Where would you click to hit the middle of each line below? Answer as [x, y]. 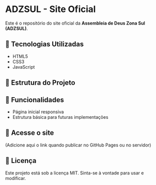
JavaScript [24, 67]
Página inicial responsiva [38, 112]
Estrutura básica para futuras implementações [60, 117]
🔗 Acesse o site [30, 133]
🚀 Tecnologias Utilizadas [44, 44]
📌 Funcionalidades [35, 100]
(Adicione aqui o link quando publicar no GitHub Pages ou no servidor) [78, 145]
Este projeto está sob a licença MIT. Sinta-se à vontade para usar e [74, 173]
